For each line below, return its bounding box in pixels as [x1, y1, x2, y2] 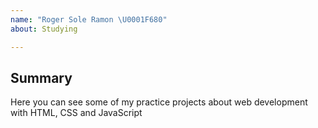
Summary [10, 69, 73, 86]
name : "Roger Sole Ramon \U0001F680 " [10, 14, 168, 25]
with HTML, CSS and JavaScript [10, 107, 143, 119]
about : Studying [10, 24, 78, 34]
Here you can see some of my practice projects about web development [10, 96, 308, 108]
